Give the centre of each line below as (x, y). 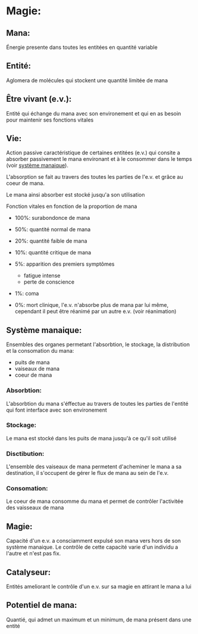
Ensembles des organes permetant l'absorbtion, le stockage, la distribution (98, 344)
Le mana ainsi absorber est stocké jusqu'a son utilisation (76, 195)
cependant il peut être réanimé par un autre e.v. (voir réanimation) (95, 312)
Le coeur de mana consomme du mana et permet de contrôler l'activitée (95, 501)
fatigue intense (42, 276)
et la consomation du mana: (40, 351)
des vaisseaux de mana (35, 508)
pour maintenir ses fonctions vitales (50, 120)
